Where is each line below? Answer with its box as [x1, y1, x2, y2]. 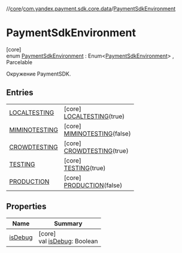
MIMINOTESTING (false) [63, 129, 131, 137]
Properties [6, 201, 47, 212]
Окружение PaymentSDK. [6, 70, 71, 77]
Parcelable [6, 58, 33, 65]
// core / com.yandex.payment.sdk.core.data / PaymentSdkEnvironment [6, 5, 175, 12]
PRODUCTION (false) [63, 181, 123, 189]
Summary [53, 219, 83, 227]
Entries [6, 88, 34, 98]
